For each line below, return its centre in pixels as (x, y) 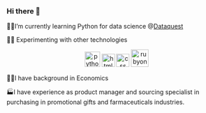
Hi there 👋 (24, 11)
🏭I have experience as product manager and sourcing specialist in (103, 92)
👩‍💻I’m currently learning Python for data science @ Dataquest (95, 27)
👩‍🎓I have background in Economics (58, 78)
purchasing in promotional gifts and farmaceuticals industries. (96, 102)
